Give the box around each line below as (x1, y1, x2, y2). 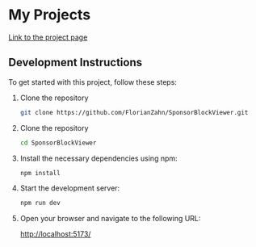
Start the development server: (19, 183, 120, 193)
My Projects (8, 6, 91, 24)
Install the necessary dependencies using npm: (19, 153, 178, 163)
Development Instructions (8, 56, 143, 69)
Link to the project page (8, 32, 88, 42)
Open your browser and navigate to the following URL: (19, 214, 201, 224)
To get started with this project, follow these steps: (8, 77, 178, 86)
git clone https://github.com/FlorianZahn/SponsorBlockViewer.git (19, 108, 249, 116)
